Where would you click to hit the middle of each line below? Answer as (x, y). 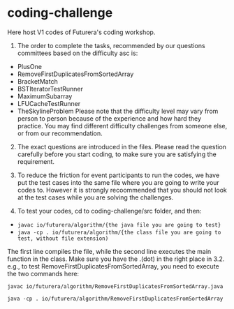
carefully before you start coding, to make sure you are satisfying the (117, 154)
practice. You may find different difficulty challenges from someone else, (122, 126)
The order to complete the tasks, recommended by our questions (111, 45)
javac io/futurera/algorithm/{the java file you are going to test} (119, 225)
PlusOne (29, 66)
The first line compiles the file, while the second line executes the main (109, 251)
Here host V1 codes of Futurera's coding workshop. (81, 32)
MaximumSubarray (45, 96)
